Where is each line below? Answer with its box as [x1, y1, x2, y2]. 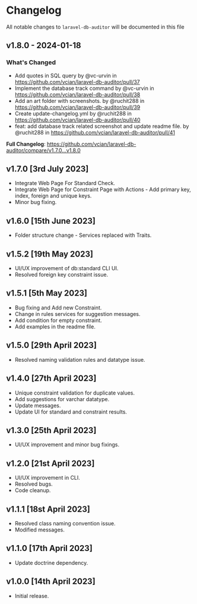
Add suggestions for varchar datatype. [14, 395, 110, 402]
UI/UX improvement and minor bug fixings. [14, 441, 120, 448]
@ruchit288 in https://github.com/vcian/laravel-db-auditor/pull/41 [14, 129, 175, 136]
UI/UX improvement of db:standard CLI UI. [14, 265, 119, 272]
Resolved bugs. [14, 480, 53, 488]
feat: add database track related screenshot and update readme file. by [14, 123, 189, 130]
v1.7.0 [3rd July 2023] [6, 164, 89, 174]
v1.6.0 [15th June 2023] [6, 215, 96, 226]
